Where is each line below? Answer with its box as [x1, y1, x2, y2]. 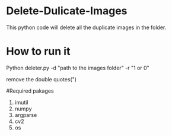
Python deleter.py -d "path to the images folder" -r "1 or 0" [6, 64, 149, 71]
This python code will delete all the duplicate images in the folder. [6, 24, 167, 31]
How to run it [6, 45, 71, 58]
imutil [14, 99, 28, 106]
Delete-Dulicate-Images [6, 4, 128, 18]
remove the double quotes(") [6, 75, 77, 83]
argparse [14, 111, 37, 118]
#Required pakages [6, 87, 55, 94]
